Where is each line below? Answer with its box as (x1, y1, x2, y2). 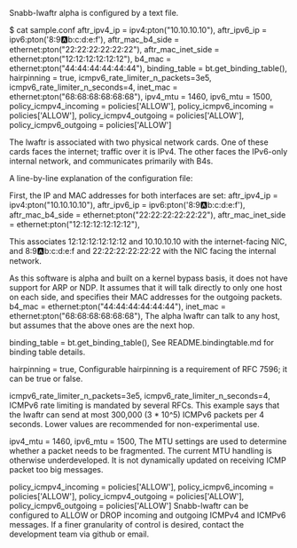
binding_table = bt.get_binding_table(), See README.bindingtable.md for (9, 338, 275, 347)
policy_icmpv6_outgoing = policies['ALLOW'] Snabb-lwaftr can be (9, 501, 249, 511)
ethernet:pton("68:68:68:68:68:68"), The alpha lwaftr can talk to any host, (9, 311, 281, 321)
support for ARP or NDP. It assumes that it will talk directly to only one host (9, 282, 283, 292)
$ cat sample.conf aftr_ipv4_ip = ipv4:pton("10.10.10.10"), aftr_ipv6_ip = (9, 25, 268, 35)
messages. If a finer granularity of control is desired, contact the (9, 520, 245, 529)
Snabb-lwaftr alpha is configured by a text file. (9, 8, 179, 18)
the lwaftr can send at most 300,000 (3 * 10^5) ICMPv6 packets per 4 (9, 409, 264, 420)
